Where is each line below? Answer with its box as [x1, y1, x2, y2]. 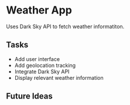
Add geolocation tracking [14, 62, 76, 69]
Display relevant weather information [14, 74, 104, 81]
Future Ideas [6, 92, 53, 101]
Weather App [6, 4, 72, 17]
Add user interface [14, 55, 60, 62]
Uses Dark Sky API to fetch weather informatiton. [6, 23, 125, 30]
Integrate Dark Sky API [14, 68, 70, 75]
